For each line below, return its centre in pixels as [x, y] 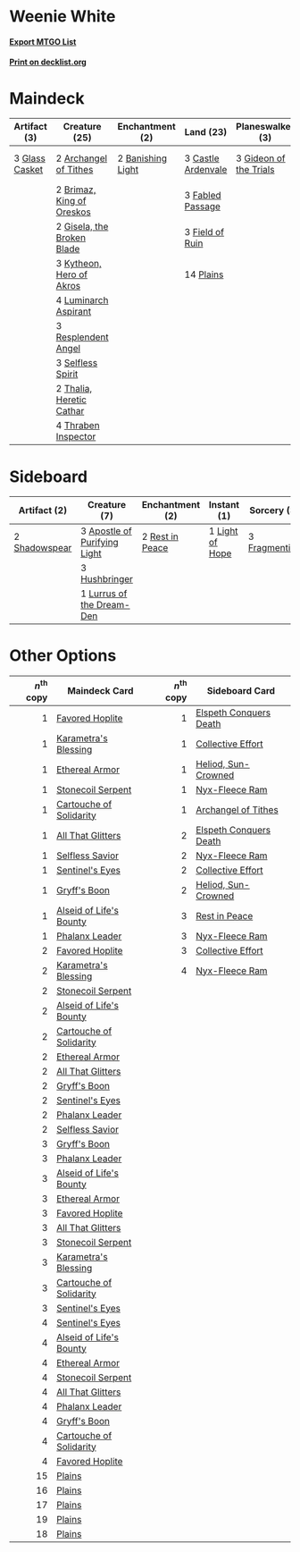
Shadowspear [43, 548]
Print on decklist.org [48, 62]
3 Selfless [77, 363]
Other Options [63, 656]
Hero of [71, 274]
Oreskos [73, 212]
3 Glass [30, 158]
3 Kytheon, [79, 264]
